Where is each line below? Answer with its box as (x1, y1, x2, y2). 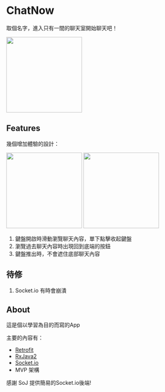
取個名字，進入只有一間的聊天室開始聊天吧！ (6, 24, 118, 31)
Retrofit (15, 346, 34, 354)
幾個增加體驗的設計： (6, 140, 59, 147)
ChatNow (6, 4, 54, 18)
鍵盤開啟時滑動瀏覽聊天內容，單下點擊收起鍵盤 (15, 235, 132, 242)
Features (6, 123, 40, 134)
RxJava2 (15, 353, 37, 360)
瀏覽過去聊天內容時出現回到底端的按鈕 (15, 243, 111, 250)
